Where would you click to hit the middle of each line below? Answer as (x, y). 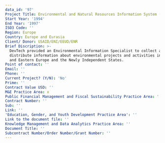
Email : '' (15, 69)
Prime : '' (15, 83)
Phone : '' (15, 74)
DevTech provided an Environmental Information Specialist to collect (83, 51)
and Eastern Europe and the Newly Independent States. (67, 60)
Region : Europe (21, 32)
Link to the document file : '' (37, 119)
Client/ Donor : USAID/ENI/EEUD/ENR (41, 42)
